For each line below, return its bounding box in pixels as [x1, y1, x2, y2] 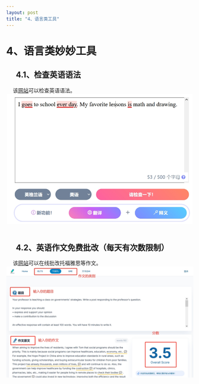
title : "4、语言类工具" [6, 16, 59, 22]
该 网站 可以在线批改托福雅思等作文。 [12, 259, 102, 267]
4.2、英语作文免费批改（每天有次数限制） [15, 242, 169, 253]
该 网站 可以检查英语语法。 [12, 86, 75, 94]
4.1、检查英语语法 [15, 70, 81, 80]
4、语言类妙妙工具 [6, 44, 97, 58]
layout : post [6, 10, 39, 16]
